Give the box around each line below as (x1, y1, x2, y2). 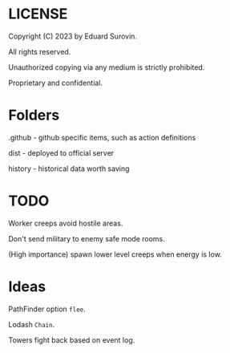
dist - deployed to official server (8, 148, 115, 157)
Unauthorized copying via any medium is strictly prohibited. (8, 62, 205, 72)
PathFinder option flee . (8, 304, 86, 314)
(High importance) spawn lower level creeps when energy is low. (8, 250, 222, 259)
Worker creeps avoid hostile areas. (8, 218, 123, 228)
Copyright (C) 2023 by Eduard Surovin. (8, 31, 138, 41)
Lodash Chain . (8, 319, 55, 329)
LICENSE (8, 5, 68, 23)
